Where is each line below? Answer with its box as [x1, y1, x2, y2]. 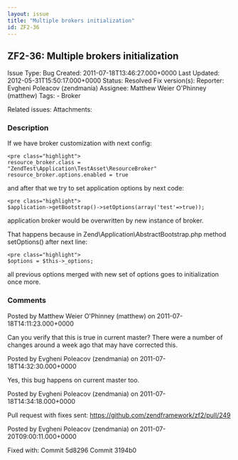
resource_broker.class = [7, 159, 81, 166]
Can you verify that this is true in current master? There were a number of [7, 333, 223, 341]
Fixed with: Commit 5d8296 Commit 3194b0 [7, 446, 137, 454]
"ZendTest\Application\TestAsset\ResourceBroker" [7, 165, 158, 173]
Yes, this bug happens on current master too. [7, 375, 140, 384]
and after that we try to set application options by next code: [7, 184, 185, 193]
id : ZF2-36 [7, 23, 40, 31]
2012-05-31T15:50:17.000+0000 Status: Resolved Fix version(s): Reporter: [7, 76, 225, 85]
